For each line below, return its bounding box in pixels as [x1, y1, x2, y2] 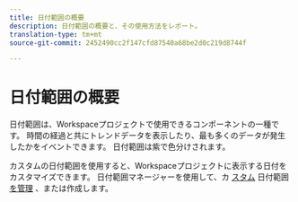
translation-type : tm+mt [9, 30, 102, 39]
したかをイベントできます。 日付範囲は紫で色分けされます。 [9, 141, 231, 153]
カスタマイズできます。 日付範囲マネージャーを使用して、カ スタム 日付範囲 [9, 171, 289, 182]
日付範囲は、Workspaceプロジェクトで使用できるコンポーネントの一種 [9, 119, 272, 130]
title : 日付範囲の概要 [9, 13, 85, 22]
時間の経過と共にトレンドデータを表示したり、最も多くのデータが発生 [26, 130, 285, 141]
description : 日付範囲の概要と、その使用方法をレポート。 [9, 22, 202, 31]
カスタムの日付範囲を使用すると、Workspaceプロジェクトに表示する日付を [9, 161, 287, 171]
